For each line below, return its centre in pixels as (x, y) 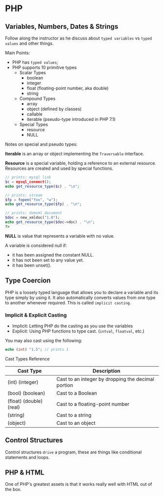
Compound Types (37, 99)
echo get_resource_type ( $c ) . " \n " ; (42, 186)
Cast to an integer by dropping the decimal (105, 379)
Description (106, 371)
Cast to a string (74, 415)
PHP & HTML (25, 472)
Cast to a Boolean (77, 393)
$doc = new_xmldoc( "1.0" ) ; (32, 218)
